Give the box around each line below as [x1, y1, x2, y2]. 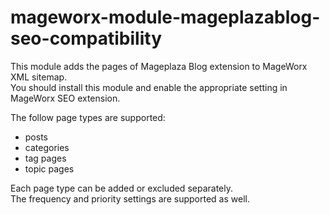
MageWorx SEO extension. [10, 92, 121, 104]
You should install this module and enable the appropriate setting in [10, 81, 288, 93]
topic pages [24, 162, 75, 175]
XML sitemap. [10, 71, 68, 83]
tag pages [24, 152, 67, 164]
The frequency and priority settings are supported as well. [10, 192, 250, 205]
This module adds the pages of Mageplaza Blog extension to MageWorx [10, 60, 308, 72]
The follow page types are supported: [10, 111, 166, 123]
